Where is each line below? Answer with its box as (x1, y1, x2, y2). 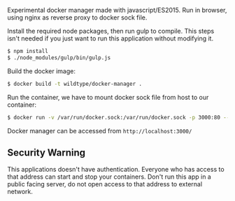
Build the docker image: (7, 66, 76, 75)
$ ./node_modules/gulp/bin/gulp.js (7, 54, 111, 61)
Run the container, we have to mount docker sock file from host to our (7, 93, 209, 101)
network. (7, 188, 34, 196)
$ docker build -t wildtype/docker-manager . (7, 80, 142, 87)
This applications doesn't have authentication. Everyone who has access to (7, 165, 225, 174)
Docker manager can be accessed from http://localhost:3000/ (7, 126, 192, 135)
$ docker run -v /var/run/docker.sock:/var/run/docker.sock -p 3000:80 (7, 114, 220, 121)
